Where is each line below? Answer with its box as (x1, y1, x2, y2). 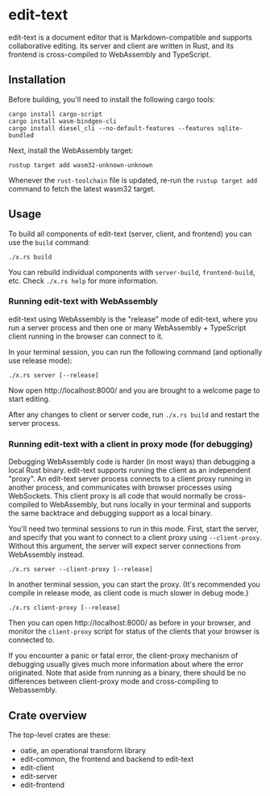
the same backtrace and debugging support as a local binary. (8, 508, 213, 518)
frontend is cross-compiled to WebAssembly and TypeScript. (8, 49, 211, 59)
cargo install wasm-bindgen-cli (8, 117, 117, 125)
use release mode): (8, 356, 73, 365)
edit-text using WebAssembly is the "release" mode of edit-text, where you (8, 314, 258, 324)
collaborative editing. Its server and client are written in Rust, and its (8, 40, 235, 50)
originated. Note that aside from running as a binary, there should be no (8, 668, 247, 678)
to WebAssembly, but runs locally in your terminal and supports (40, 499, 251, 510)
